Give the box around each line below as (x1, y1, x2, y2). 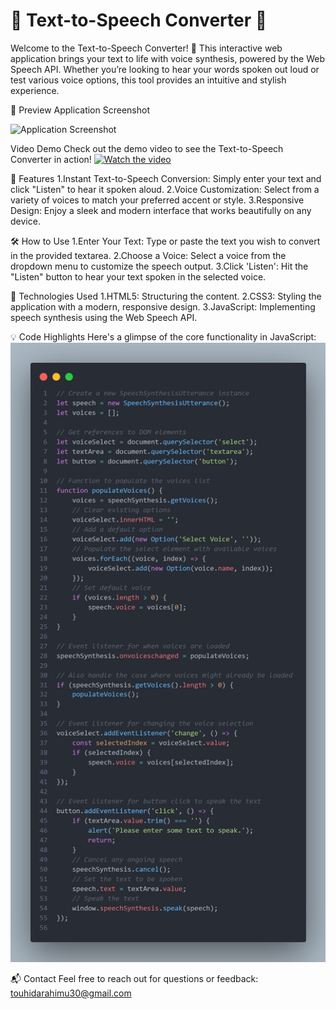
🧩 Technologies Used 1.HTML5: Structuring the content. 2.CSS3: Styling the (10, 290, 322, 302)
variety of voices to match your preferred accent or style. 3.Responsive (10, 194, 305, 206)
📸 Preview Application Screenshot (10, 104, 150, 116)
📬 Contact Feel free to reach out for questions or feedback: (10, 972, 259, 984)
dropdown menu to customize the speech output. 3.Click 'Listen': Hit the (10, 260, 309, 272)
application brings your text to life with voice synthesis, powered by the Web (10, 52, 326, 64)
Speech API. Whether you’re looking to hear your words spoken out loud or (10, 63, 320, 75)
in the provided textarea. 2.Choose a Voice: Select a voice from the (10, 249, 287, 261)
